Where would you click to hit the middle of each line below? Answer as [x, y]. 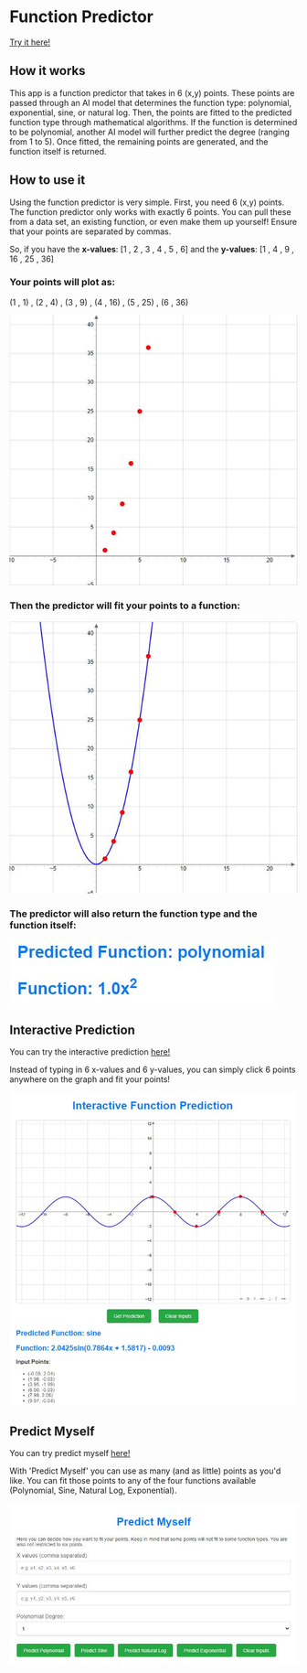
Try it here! [30, 42]
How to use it [48, 180]
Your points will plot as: [63, 283]
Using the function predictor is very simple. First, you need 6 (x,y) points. [147, 202]
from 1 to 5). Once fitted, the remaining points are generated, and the [139, 141]
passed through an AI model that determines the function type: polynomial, [151, 102]
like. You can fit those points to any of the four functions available [133, 1481]
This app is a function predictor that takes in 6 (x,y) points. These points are [152, 92]
